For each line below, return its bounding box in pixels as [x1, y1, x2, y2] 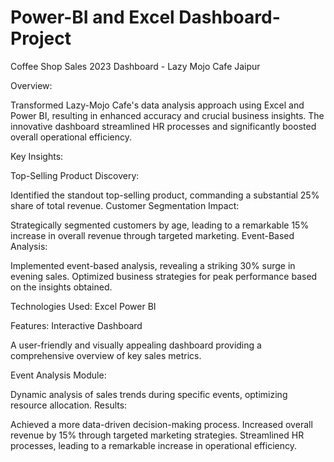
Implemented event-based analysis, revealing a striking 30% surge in [10, 259, 296, 271]
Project [10, 27, 72, 50]
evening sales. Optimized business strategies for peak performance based [10, 270, 318, 282]
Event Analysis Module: [10, 369, 107, 381]
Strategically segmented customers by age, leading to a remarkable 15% [10, 219, 310, 231]
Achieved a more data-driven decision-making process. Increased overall [10, 418, 313, 430]
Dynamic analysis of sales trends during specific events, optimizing [10, 388, 288, 400]
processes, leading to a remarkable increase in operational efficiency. [10, 439, 298, 451]
